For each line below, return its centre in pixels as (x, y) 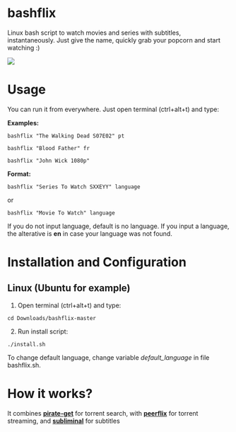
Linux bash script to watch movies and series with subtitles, (94, 33)
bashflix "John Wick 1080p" (49, 161)
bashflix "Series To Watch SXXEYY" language (74, 187)
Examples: (23, 123)
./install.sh (26, 344)
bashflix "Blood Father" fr (49, 148)
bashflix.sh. (24, 365)
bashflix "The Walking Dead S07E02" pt (66, 136)
